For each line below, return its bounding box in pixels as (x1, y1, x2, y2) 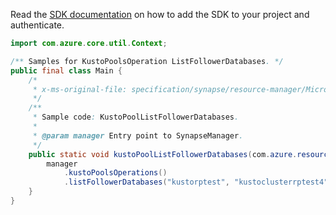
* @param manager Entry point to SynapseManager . (32, 130, 244, 141)
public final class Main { (10, 65, 123, 76)
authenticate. (10, 19, 65, 31)
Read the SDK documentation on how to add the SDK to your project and (10, 9, 310, 20)
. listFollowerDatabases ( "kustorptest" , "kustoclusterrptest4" (63, 177, 329, 188)
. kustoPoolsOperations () (63, 168, 168, 178)
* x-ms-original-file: (32, 84, 128, 94)
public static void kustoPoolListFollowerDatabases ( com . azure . (28, 149, 298, 159)
